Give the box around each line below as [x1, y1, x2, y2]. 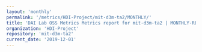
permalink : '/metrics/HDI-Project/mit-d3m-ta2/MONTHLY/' [6, 14, 152, 20]
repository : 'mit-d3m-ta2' [6, 31, 74, 37]
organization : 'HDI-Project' [6, 25, 79, 32]
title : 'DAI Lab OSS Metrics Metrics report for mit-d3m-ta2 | [6, 20, 168, 26]
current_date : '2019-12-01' [6, 36, 77, 42]
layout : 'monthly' [6, 8, 52, 15]
